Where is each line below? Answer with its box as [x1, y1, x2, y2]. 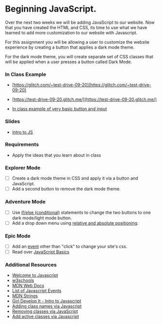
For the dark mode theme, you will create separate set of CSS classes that [5, 53, 154, 59]
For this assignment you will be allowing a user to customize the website [5, 39, 149, 45]
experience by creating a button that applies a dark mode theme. [5, 44, 135, 50]
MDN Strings [12, 293, 38, 299]
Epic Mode [5, 232, 31, 239]
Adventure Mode [5, 198, 46, 205]
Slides [5, 118, 20, 125]
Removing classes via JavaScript [12, 308, 79, 314]
